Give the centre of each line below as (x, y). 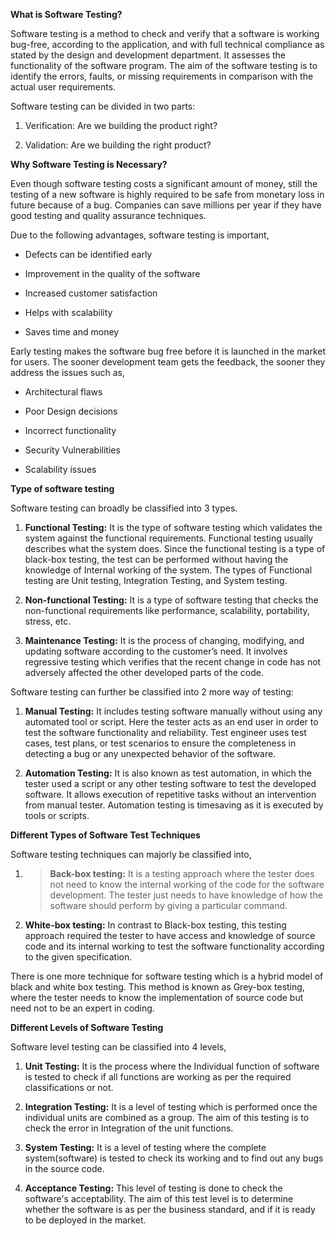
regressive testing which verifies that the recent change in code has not (173, 662)
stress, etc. (48, 621)
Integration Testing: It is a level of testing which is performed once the (171, 1107)
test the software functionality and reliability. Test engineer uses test (165, 732)
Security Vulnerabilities (72, 450)
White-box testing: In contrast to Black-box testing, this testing (155, 925)
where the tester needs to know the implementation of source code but (157, 997)
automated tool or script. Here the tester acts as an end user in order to (171, 722)
